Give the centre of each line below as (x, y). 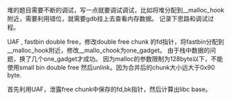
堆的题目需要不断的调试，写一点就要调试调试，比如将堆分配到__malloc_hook (116, 10)
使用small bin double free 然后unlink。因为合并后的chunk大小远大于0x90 (111, 67)
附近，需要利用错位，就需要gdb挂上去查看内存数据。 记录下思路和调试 (108, 18)
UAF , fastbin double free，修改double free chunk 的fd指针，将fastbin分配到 (116, 42)
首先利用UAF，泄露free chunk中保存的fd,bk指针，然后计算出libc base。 (110, 89)
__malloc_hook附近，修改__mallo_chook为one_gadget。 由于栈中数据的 (109, 50)
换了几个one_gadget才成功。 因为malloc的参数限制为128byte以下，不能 (121, 59)
